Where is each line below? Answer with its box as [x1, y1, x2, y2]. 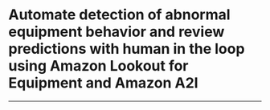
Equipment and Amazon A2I [8, 74, 198, 92]
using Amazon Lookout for [8, 57, 189, 75]
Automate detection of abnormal [8, 6, 231, 24]
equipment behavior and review [8, 22, 225, 41]
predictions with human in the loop [8, 40, 245, 58]
